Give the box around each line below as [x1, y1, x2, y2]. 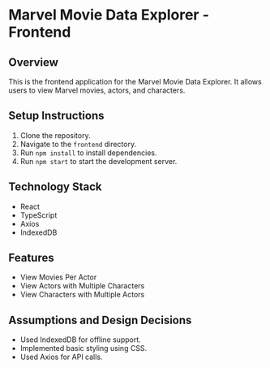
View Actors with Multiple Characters [19, 281, 145, 291]
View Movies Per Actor [19, 272, 97, 282]
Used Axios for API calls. [19, 352, 103, 362]
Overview [8, 55, 59, 69]
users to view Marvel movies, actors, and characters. [8, 85, 186, 95]
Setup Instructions [8, 109, 105, 123]
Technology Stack [8, 180, 102, 194]
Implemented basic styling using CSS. [19, 344, 148, 353]
